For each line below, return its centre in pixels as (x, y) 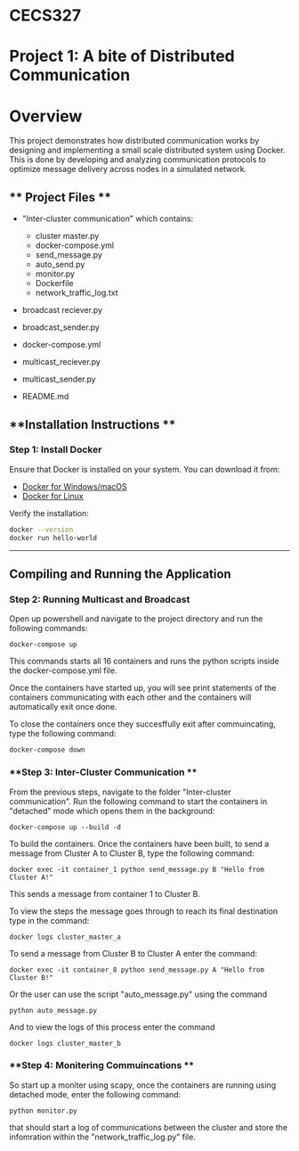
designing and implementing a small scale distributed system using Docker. (147, 150)
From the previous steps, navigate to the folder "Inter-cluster (120, 792)
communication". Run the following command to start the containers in (138, 801)
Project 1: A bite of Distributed (122, 57)
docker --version (41, 530)
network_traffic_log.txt (77, 293)
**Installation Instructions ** (93, 424)
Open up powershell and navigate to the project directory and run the (136, 619)
